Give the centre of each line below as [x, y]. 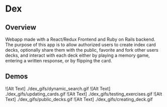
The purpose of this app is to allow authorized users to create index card [80, 45]
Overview [21, 27]
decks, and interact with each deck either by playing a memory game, [77, 55]
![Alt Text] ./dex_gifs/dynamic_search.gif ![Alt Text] [58, 88]
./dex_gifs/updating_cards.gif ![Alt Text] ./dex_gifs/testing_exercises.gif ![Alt [84, 94]
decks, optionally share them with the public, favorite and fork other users [82, 50]
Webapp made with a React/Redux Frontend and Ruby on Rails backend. [80, 39]
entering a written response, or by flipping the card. [59, 61]
